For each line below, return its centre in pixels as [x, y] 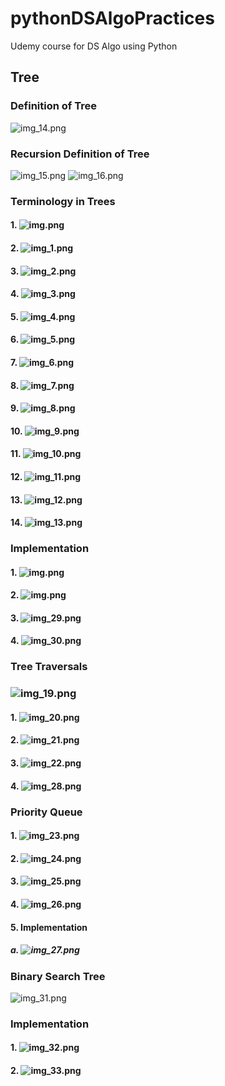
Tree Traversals [49, 667]
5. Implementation [49, 927]
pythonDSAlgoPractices [112, 18]
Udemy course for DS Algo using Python [94, 46]
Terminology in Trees [63, 201]
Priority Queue [46, 812]
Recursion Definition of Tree [80, 154]
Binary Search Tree [58, 976]
